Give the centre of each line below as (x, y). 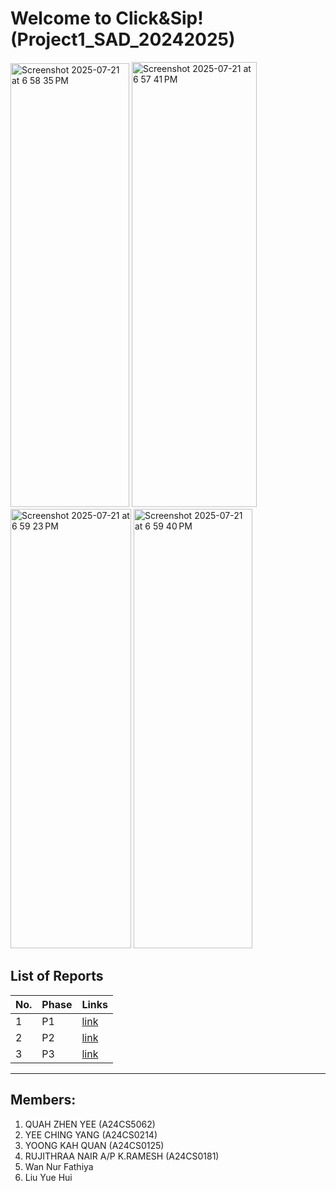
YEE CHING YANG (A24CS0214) (91, 1134)
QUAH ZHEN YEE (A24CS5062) (90, 1124)
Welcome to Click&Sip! (107, 18)
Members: (43, 1100)
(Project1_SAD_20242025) (123, 39)
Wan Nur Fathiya (59, 1166)
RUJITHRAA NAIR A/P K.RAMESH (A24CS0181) (122, 1156)
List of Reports (57, 976)
